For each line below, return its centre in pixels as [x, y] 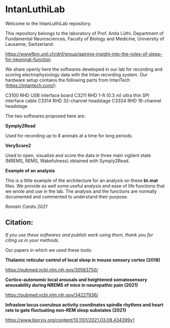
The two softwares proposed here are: [45, 116]
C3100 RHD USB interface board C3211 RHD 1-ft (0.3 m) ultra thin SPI [77, 95]
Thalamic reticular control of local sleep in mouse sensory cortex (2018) [83, 260]
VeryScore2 [18, 145]
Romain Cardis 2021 [26, 206]
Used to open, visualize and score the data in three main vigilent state [78, 155]
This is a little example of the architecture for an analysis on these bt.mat [82, 180]
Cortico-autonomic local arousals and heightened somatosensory [76, 279]
